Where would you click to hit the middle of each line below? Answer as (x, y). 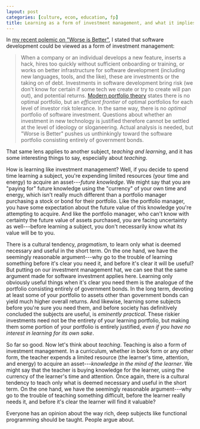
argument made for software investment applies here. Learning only (90, 276)
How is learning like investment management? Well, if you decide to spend (97, 169)
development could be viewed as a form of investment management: (90, 46)
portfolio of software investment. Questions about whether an (96, 115)
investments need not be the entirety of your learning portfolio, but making (98, 320)
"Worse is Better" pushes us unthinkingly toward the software (96, 134)
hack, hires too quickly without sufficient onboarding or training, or (102, 64)
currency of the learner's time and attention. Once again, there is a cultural (98, 376)
